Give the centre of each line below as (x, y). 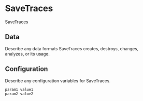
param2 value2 (19, 94)
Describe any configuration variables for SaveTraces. (58, 81)
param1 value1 (19, 89)
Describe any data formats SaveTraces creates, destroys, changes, (72, 48)
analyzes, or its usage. (27, 54)
